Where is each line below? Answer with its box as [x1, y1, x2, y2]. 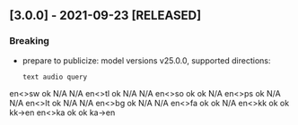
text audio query [22, 72, 88, 81]
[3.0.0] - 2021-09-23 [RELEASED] [9, 8, 202, 23]
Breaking [9, 35, 49, 47]
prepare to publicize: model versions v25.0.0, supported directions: [22, 54, 271, 66]
